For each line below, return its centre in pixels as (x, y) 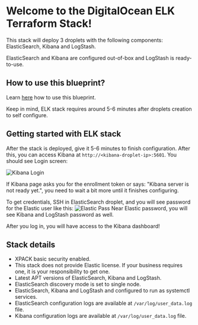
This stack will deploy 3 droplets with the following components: (84, 40)
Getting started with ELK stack (64, 134)
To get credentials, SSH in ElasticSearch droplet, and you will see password (98, 202)
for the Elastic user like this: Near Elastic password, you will (97, 208)
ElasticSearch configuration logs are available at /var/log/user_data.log (103, 303)
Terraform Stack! (49, 24)
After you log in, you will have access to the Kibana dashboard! (83, 226)
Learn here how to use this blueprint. (51, 97)
